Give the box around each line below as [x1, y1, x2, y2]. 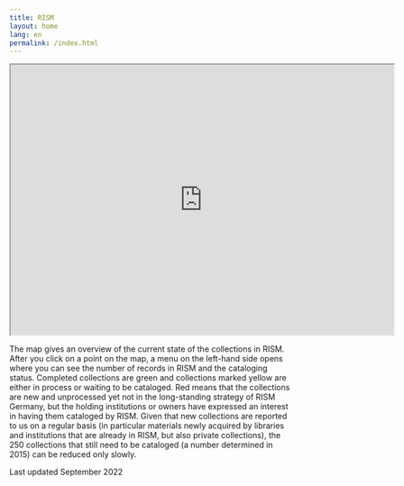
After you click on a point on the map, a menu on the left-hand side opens [9, 353, 283, 364]
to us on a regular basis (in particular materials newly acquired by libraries [9, 420, 285, 431]
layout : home [9, 22, 59, 31]
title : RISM [9, 13, 54, 23]
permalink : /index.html [9, 38, 99, 48]
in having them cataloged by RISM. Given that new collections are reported [9, 411, 288, 422]
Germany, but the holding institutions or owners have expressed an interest [9, 401, 289, 412]
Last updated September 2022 [9, 466, 124, 478]
